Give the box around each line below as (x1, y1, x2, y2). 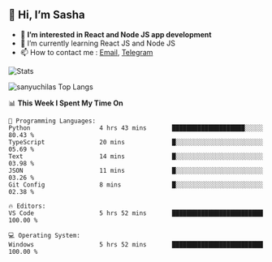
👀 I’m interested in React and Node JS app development (19, 29, 212, 39)
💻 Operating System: (8, 231, 81, 239)
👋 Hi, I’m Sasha (8, 8, 85, 22)
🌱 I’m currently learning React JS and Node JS (19, 38, 176, 48)
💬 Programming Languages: (8, 117, 96, 125)
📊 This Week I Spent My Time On (8, 98, 123, 108)
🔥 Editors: (8, 202, 46, 210)
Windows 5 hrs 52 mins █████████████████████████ (8, 240, 264, 248)
